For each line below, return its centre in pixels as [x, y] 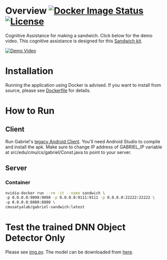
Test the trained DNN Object [66, 227]
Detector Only [35, 238]
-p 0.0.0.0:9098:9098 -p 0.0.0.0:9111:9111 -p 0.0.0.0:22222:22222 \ [80, 198]
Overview [26, 11]
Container [18, 183]
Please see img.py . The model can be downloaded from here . [69, 252]
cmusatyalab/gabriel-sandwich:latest [45, 207]
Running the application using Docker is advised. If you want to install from [83, 85]
